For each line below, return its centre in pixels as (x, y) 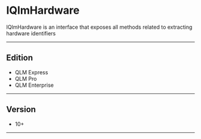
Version (21, 109)
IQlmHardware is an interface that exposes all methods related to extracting (99, 27)
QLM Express (31, 72)
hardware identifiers (31, 33)
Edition (20, 58)
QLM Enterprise (34, 85)
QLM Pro (26, 78)
